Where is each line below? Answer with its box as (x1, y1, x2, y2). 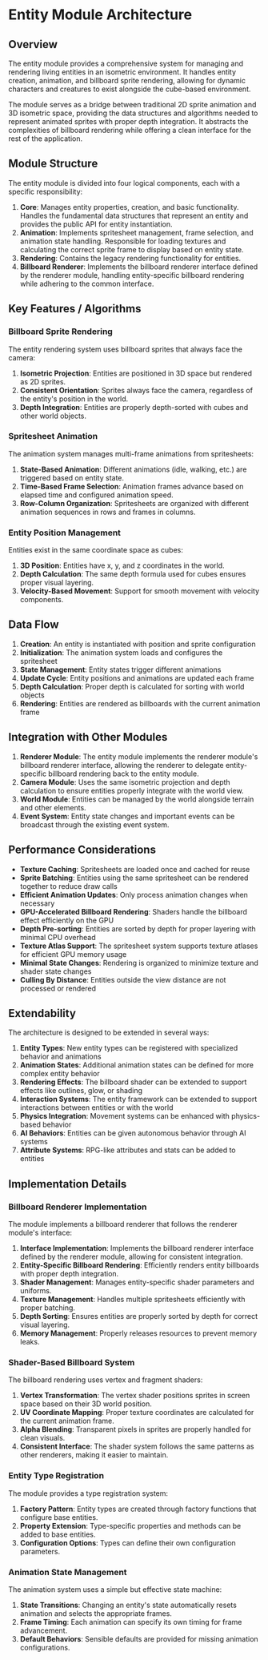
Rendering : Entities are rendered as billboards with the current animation (19, 698, 261, 708)
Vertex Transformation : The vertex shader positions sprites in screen (19, 1391, 250, 1401)
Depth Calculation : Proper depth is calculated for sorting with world (19, 681, 245, 691)
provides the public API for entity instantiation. (19, 219, 174, 229)
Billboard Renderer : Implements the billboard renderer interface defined (19, 262, 258, 271)
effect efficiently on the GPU (19, 915, 114, 925)
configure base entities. (19, 1512, 98, 1522)
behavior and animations (19, 1051, 102, 1062)
